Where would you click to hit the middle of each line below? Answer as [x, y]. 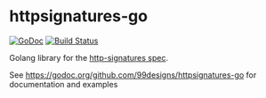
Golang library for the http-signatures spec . [89, 57]
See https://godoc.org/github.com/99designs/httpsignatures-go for [133, 75]
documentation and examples [64, 84]
